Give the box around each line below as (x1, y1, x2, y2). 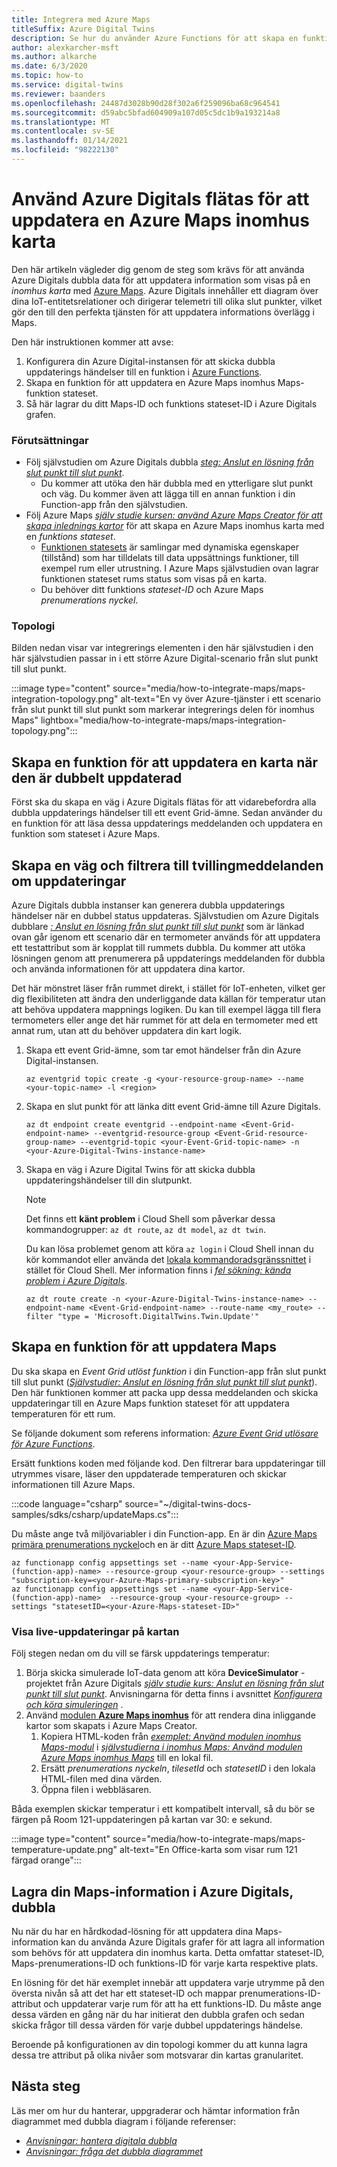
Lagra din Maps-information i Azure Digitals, (11, 1883, 294, 1900)
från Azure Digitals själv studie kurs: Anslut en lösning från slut (65, 1677, 325, 1690)
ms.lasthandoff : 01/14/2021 (11, 136, 129, 146)
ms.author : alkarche (11, 52, 98, 62)
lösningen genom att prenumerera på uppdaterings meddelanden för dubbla (11, 952, 326, 965)
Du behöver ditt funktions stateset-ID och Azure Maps (40, 584, 264, 596)
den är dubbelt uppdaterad (11, 769, 183, 786)
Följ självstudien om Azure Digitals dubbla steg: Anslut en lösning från (25, 456, 314, 468)
